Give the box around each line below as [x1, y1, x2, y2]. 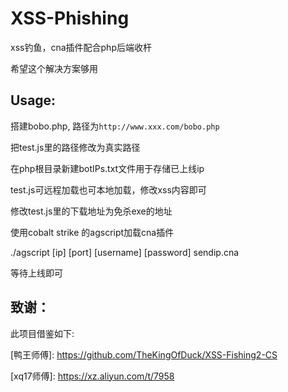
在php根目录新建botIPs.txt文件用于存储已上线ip [10, 162, 205, 174]
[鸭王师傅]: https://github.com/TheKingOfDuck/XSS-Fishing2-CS [10, 348, 278, 361]
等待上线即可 [10, 267, 63, 279]
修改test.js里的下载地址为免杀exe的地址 [10, 205, 173, 217]
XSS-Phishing [10, 7, 130, 30]
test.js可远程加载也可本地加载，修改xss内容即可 [10, 183, 207, 196]
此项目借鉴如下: [10, 327, 75, 339]
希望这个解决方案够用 [10, 62, 98, 74]
